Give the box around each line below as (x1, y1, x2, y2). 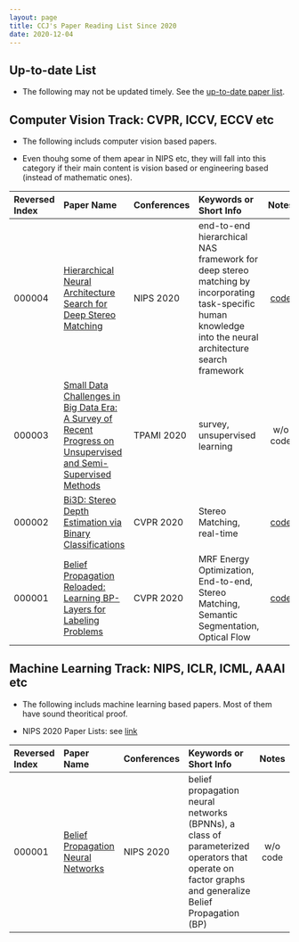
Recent (63, 424, 93, 435)
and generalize (188, 884, 251, 897)
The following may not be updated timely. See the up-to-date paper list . (21, 87, 286, 97)
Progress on (63, 434, 115, 447)
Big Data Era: (63, 401, 117, 413)
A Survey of (63, 412, 113, 425)
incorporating (198, 286, 255, 299)
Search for (63, 298, 108, 310)
